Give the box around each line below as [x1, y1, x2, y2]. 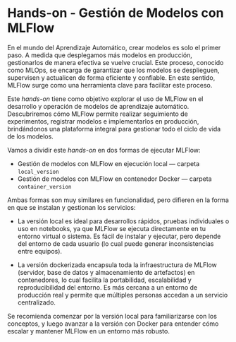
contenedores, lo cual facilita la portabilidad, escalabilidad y [17, 276, 192, 284]
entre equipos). [17, 247, 62, 255]
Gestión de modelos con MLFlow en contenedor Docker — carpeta [17, 175, 213, 183]
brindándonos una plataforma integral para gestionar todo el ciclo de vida [7, 124, 221, 133]
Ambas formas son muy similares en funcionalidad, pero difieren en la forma [7, 196, 229, 204]
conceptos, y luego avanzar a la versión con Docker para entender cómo [7, 319, 219, 328]
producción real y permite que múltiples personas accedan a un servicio [17, 290, 228, 299]
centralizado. [17, 298, 56, 307]
